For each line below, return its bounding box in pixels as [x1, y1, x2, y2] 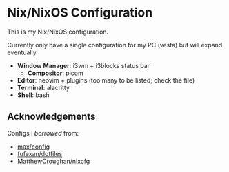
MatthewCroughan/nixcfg [17, 157, 90, 165]
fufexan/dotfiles [17, 149, 63, 158]
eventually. [7, 48, 38, 56]
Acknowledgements [7, 111, 96, 122]
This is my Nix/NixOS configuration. [7, 28, 109, 36]
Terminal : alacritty [17, 83, 70, 92]
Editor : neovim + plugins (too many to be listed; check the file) [17, 76, 195, 84]
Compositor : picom [27, 69, 84, 77]
